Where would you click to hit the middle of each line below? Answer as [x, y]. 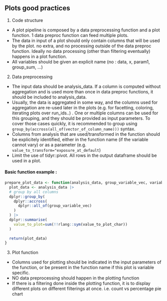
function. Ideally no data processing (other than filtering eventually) [81, 51]
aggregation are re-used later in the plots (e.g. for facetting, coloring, [83, 107]
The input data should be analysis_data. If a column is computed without [86, 86]
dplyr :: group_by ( [27, 197]
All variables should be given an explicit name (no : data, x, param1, [81, 61]
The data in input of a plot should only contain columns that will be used [86, 40]
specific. [21, 273]
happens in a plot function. [39, 56]
